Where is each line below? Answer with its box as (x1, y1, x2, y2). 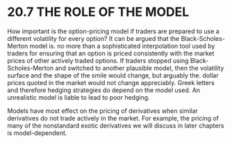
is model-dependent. (7, 129, 67, 137)
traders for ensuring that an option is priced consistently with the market (7, 49, 215, 57)
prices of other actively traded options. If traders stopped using (7, 56, 189, 64)
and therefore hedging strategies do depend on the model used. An (7, 86, 200, 94)
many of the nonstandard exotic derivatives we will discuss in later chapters (7, 121, 224, 129)
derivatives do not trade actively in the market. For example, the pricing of (7, 114, 219, 122)
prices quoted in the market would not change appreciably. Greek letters (7, 78, 215, 87)
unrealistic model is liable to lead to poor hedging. (7, 93, 151, 101)
